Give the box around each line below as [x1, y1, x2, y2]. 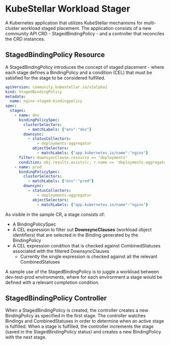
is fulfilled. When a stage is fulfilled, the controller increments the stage [5, 323, 154, 329]
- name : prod [14, 164, 42, 169]
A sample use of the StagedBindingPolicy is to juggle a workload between [5, 269, 159, 275]
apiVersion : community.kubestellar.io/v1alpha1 [5, 84, 108, 90]
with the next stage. [5, 334, 47, 340]
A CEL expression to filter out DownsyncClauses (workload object [12, 226, 152, 233]
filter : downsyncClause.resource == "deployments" [18, 155, 128, 160]
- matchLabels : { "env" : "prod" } [27, 179, 94, 184]
